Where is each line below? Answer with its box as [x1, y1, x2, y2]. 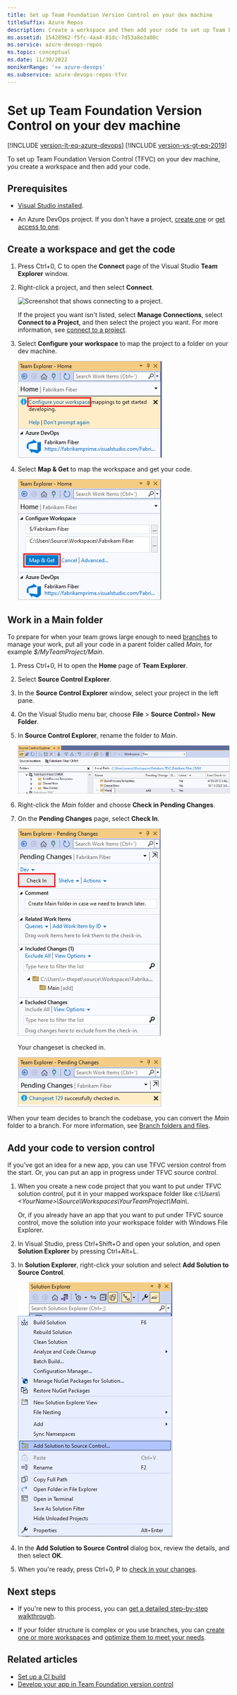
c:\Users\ [193, 1190, 221, 1198]
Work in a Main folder [7, 614, 104, 626]
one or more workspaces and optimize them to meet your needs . [17, 1633, 207, 1642]
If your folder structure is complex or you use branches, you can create [17, 1626, 225, 1634]
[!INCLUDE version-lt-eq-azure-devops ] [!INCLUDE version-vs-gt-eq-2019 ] [7, 141, 227, 149]
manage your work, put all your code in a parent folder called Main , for [7, 640, 213, 648]
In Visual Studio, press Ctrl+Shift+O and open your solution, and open [17, 1239, 221, 1248]
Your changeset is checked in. [17, 1043, 106, 1052]
